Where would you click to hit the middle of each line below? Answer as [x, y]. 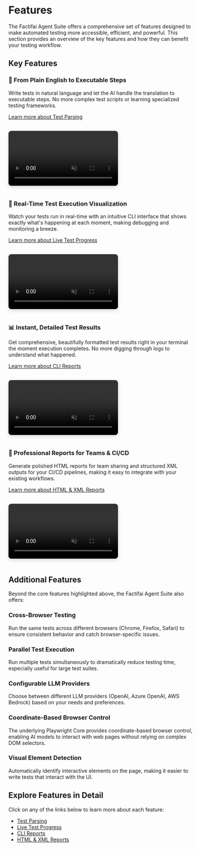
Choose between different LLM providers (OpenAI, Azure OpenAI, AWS [94, 696]
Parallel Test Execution [41, 649]
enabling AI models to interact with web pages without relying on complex [98, 737]
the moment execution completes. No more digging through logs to [89, 348]
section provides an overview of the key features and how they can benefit [98, 39]
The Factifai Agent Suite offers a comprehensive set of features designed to [100, 26]
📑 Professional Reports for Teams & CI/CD [69, 453]
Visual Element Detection [45, 758]
